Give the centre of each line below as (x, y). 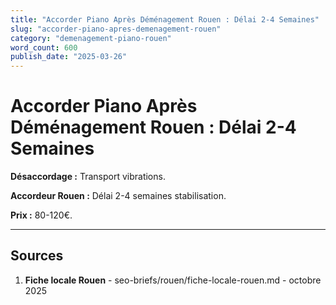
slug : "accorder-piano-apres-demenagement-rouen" (116, 29)
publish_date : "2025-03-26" (69, 57)
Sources (37, 256)
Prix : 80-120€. (41, 215)
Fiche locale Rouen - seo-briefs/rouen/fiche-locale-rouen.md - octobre (173, 280)
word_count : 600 (44, 47)
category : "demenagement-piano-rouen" (91, 38)
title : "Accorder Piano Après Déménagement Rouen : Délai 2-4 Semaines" (165, 19)
